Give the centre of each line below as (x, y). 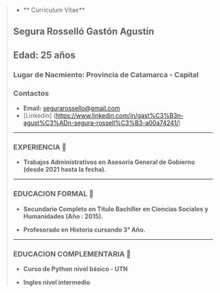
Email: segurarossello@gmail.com (72, 108)
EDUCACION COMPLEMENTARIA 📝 (72, 254)
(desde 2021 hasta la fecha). (65, 170)
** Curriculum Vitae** (54, 10)
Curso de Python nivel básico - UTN (75, 269)
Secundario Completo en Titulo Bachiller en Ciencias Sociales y (116, 209)
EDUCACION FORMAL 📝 (53, 194)
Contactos (31, 93)
